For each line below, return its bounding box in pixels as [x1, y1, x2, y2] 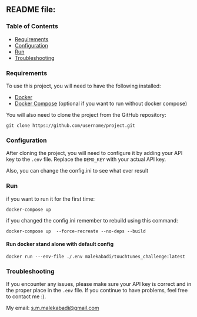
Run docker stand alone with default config [6, 241, 114, 248]
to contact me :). [6, 293, 46, 300]
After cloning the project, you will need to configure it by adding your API [6, 150, 183, 157]
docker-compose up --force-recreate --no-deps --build [6, 228, 146, 234]
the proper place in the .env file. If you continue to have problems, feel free [6, 287, 188, 294]
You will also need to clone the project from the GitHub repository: [6, 111, 166, 118]
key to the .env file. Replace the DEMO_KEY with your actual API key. [6, 156, 166, 163]
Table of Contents [6, 22, 59, 31]
